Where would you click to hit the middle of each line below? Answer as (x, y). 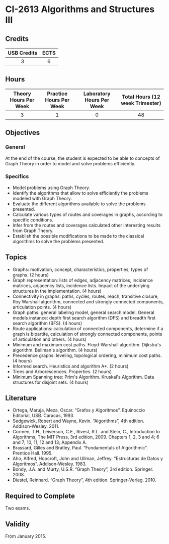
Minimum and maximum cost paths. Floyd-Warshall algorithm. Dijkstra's (87, 344)
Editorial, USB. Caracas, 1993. (43, 416)
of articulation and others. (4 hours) (50, 339)
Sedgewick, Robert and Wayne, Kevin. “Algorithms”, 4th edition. (78, 421)
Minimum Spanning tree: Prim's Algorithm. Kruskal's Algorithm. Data (83, 377)
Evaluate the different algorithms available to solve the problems (79, 204)
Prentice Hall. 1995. (32, 453)
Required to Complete (40, 496)
